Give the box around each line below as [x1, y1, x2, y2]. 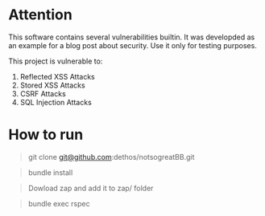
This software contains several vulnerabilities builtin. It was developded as [8, 32, 255, 42]
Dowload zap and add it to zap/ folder [27, 183, 154, 193]
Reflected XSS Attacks [19, 71, 95, 81]
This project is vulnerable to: [8, 56, 103, 66]
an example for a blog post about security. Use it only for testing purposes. [8, 40, 258, 50]
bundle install [27, 167, 73, 177]
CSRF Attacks [19, 88, 66, 98]
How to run [8, 126, 84, 144]
